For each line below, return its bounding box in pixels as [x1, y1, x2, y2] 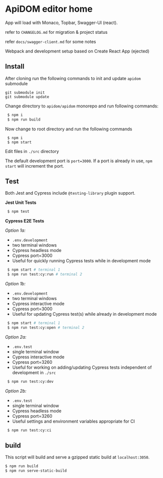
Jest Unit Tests [5, 200, 37, 205]
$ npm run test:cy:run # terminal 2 [7, 272, 82, 277]
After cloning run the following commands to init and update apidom [5, 75, 141, 81]
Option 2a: [5, 334, 27, 340]
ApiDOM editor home [5, 3, 93, 15]
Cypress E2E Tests [5, 218, 44, 224]
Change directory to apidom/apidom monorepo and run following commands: [5, 103, 159, 109]
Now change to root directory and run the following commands [5, 126, 133, 132]
